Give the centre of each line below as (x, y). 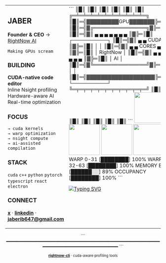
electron (18, 186)
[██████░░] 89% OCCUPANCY (108, 172)
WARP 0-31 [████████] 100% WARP (115, 159)
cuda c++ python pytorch (35, 175)
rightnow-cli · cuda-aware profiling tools (83, 256)
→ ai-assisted (24, 143)
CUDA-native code (31, 77)
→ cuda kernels (25, 129)
